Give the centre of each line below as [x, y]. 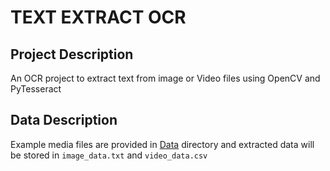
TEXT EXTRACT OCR [98, 17]
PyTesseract [36, 89]
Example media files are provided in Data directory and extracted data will [162, 144]
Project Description [72, 54]
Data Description [64, 120]
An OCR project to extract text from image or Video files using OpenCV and [165, 78]
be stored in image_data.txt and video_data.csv [109, 155]
